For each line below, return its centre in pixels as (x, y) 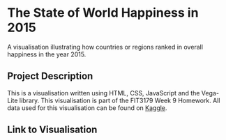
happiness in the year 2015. (47, 54)
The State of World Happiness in (103, 13)
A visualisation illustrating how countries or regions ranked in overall (105, 47)
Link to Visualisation (52, 130)
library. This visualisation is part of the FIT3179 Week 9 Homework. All (120, 100)
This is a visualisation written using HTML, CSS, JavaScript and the (104, 93)
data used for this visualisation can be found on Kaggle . (87, 108)
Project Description (50, 76)
